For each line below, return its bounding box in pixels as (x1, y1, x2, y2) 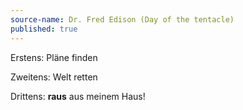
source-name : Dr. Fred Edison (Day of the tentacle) (10, 14, 235, 25)
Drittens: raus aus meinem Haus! (10, 90, 146, 102)
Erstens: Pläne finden (10, 51, 98, 63)
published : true (10, 24, 78, 34)
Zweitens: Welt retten (10, 71, 98, 83)
